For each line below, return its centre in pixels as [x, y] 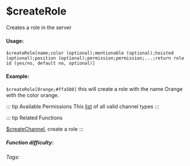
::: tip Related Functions [34, 118]
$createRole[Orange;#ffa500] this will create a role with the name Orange [94, 89]
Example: [18, 76]
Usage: [15, 41]
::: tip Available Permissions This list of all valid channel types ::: [83, 107]
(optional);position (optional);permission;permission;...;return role [95, 58]
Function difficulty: [30, 142]
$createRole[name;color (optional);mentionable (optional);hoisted [90, 53]
